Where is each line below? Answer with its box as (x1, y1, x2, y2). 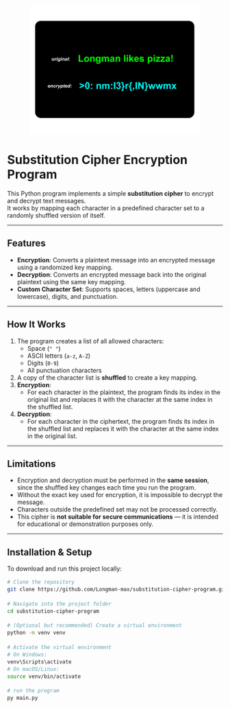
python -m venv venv (7, 630, 66, 637)
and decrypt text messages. (7, 196, 86, 205)
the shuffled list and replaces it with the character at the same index (27, 424, 219, 433)
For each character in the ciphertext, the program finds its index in (27, 417, 214, 425)
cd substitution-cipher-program (7, 608, 99, 615)
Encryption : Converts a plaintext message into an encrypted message (16, 255, 216, 264)
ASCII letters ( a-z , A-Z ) (27, 352, 91, 360)
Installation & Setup (7, 546, 92, 558)
